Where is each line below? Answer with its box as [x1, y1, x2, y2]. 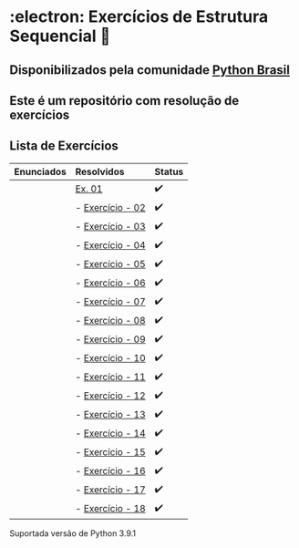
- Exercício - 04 [75, 239, 146, 252]
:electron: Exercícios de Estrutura [9, 6, 269, 27]
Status [154, 165, 184, 178]
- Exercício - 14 [75, 427, 146, 439]
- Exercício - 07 [75, 295, 146, 308]
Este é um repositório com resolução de [9, 93, 240, 109]
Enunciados [14, 165, 67, 178]
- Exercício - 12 [75, 389, 146, 402]
